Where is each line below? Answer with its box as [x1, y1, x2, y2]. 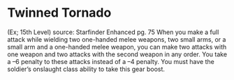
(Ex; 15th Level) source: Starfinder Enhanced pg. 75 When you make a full [7, 28, 219, 36]
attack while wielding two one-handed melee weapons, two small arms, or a [7, 35, 226, 43]
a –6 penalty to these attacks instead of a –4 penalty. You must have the [7, 57, 214, 65]
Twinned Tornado [7, 5, 112, 21]
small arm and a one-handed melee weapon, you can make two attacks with [7, 42, 227, 51]
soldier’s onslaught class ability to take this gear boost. [7, 65, 166, 73]
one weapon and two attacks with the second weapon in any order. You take [7, 50, 228, 58]
